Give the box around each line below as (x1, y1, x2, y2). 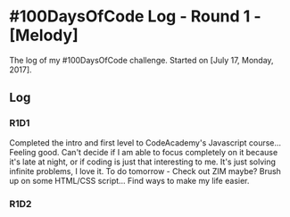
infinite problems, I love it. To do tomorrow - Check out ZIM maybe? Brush (9, 165, 281, 176)
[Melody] (9, 25, 79, 46)
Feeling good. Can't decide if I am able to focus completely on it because (9, 146, 278, 157)
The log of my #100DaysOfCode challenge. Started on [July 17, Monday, (9, 54, 274, 65)
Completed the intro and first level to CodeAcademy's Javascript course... (9, 137, 282, 148)
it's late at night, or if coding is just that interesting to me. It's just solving (9, 156, 277, 167)
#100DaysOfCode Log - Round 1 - (9, 6, 261, 27)
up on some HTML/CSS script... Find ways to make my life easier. (9, 175, 250, 186)
